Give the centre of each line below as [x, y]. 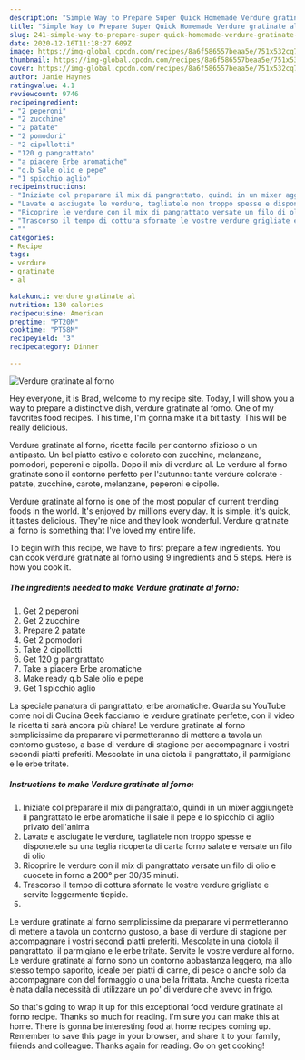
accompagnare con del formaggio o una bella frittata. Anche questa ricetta [149, 979]
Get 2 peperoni [50, 611]
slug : [20, 35]
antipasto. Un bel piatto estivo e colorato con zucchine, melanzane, [135, 455]
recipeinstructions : [49, 187]
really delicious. [39, 427]
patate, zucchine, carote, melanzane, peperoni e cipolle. [114, 484]
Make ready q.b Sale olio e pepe [83, 678]
